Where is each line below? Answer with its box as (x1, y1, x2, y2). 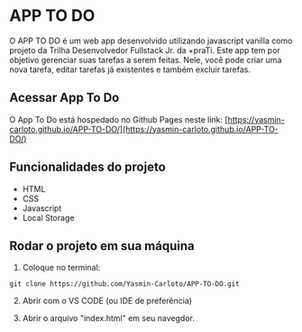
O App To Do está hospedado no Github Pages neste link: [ (9, 114, 228, 124)
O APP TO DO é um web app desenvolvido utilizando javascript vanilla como (9, 35, 293, 46)
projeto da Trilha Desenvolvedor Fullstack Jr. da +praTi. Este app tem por (9, 44, 281, 55)
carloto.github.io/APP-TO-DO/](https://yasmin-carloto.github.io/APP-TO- (9, 124, 279, 134)
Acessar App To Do (9, 90, 120, 106)
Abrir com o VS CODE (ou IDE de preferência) (22, 295, 192, 307)
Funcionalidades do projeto (9, 160, 167, 175)
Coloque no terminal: (22, 263, 101, 273)
